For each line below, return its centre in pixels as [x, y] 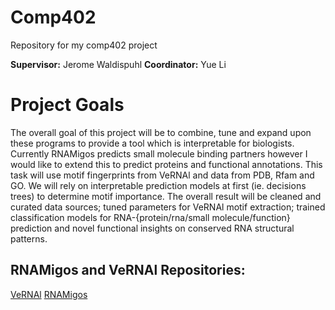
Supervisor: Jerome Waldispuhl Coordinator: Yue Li [118, 64]
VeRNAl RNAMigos [49, 294]
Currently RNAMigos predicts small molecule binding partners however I [159, 153]
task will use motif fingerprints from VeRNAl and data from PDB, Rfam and [162, 175]
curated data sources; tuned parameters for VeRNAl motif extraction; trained [168, 207]
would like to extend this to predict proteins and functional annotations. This [166, 164]
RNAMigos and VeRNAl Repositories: [128, 270]
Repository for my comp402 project [84, 45]
